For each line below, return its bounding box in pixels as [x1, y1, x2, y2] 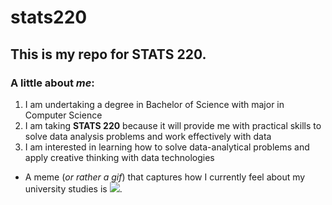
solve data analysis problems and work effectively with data [24, 130, 272, 142]
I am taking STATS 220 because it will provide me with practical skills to [24, 119, 322, 131]
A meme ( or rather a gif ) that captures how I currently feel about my [24, 171, 306, 183]
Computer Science [24, 109, 103, 121]
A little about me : [10, 76, 95, 90]
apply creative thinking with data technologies [24, 151, 215, 163]
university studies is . [24, 182, 123, 195]
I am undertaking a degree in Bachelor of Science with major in [24, 98, 285, 110]
